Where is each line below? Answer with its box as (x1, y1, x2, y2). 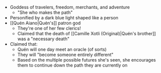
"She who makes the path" (17, 9, 73, 15)
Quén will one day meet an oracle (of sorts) (17, 47, 107, 52)
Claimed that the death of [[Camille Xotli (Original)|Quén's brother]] (17, 31, 156, 36)
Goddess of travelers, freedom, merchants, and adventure (9, 4, 130, 10)
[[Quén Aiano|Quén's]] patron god (9, 20, 81, 26)
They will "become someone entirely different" (17, 52, 114, 58)
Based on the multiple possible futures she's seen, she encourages (17, 57, 156, 63)
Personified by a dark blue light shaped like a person (9, 15, 118, 20)
